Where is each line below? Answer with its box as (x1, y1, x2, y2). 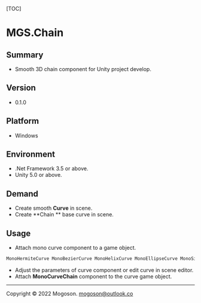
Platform (6, 116, 39, 126)
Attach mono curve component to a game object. (14, 244, 136, 252)
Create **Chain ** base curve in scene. (14, 211, 114, 218)
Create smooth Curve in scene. (14, 204, 93, 212)
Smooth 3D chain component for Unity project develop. (14, 66, 151, 72)
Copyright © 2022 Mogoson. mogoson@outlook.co (6, 290, 133, 297)
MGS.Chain (6, 26, 64, 39)
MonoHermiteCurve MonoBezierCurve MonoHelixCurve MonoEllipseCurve (6, 256, 178, 262)
